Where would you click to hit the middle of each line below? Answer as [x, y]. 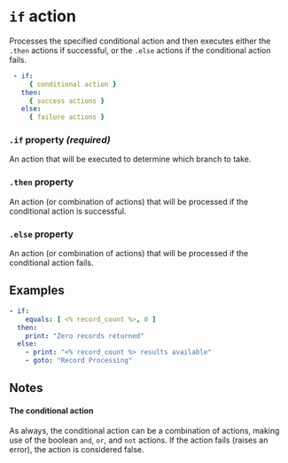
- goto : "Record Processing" [79, 361]
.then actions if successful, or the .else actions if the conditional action [140, 50]
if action [43, 16]
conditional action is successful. [68, 211]
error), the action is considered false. [77, 449]
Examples [37, 290]
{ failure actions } [66, 117]
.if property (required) [60, 140]
